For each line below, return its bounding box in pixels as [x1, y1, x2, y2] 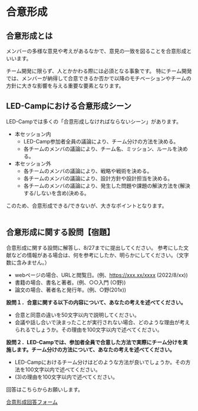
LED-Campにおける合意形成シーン [6, 101, 131, 111]
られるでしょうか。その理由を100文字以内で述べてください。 [14, 326, 163, 333]
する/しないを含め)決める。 [23, 190, 90, 197]
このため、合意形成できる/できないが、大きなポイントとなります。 [6, 202, 167, 209]
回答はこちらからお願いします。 [6, 386, 84, 393]
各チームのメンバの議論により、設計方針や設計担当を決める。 [23, 175, 173, 182]
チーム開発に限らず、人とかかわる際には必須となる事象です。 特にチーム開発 [6, 67, 193, 74]
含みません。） [16, 259, 50, 266]
